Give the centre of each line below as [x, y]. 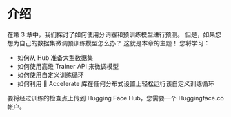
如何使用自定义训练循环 [50, 75]
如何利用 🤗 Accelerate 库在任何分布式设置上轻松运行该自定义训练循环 [115, 83]
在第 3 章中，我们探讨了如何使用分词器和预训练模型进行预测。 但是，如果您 [114, 34]
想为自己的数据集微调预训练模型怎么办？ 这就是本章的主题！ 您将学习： [109, 43]
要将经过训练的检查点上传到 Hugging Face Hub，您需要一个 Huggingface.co [115, 98]
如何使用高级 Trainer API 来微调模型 [68, 66]
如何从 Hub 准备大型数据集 [55, 57]
